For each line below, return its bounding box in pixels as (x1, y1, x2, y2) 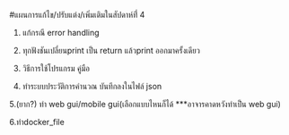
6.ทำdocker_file (9, 117, 65, 127)
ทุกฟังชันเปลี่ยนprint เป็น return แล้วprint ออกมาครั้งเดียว (22, 46, 200, 55)
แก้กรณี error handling (22, 28, 101, 38)
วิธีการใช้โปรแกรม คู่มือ (22, 63, 90, 73)
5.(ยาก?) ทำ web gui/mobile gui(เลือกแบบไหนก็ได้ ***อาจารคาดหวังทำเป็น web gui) (9, 99, 281, 109)
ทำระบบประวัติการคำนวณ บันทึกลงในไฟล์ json (22, 81, 162, 91)
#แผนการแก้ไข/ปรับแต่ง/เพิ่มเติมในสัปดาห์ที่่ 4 (9, 10, 145, 20)
